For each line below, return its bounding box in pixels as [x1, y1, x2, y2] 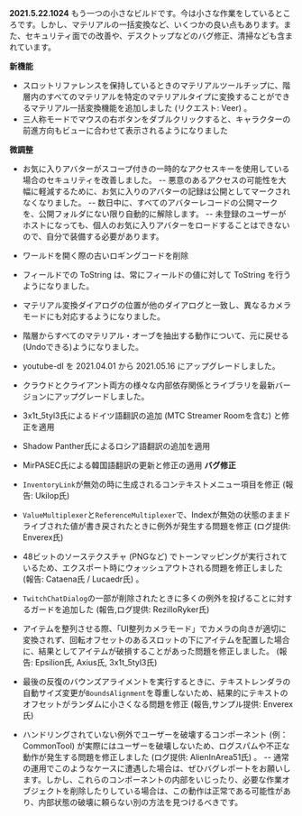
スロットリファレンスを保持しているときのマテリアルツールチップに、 [22, 80, 283, 90]
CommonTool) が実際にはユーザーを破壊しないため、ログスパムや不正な [22, 740, 290, 751]
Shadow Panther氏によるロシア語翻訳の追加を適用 [22, 441, 210, 451]
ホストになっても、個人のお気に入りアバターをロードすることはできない [22, 220, 290, 230]
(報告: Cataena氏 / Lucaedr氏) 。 [22, 573, 144, 584]
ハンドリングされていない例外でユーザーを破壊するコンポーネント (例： [22, 729, 288, 739]
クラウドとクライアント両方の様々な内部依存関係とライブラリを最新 [22, 380, 276, 390]
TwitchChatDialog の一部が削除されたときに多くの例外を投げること [22, 593, 270, 603]
